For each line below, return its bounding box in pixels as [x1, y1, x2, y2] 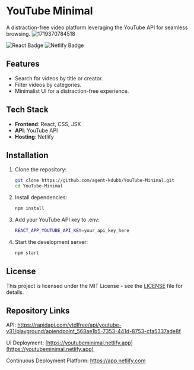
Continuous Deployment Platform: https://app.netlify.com [6, 357, 146, 364]
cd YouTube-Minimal [14, 183, 63, 189]
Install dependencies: [14, 194, 68, 201]
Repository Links [6, 305, 70, 316]
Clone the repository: [14, 166, 67, 173]
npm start [14, 250, 40, 256]
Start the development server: [14, 238, 88, 245]
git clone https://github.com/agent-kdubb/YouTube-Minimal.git [14, 177, 175, 184]
